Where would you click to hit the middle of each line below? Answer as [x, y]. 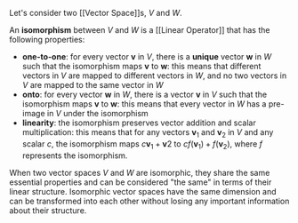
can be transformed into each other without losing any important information [149, 201]
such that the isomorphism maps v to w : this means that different [141, 66]
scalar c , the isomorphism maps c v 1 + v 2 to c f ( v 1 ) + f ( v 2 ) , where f [142, 144]
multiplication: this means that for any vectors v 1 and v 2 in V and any [148, 133]
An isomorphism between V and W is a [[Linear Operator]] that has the [140, 30]
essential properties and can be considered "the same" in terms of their [141, 182]
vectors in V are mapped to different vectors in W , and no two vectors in [154, 76]
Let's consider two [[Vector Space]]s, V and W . [96, 13]
